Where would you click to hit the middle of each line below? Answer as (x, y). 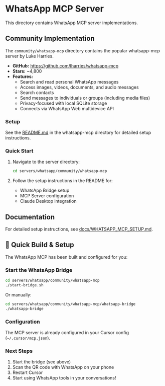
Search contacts (37, 92)
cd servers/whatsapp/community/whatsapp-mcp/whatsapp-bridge (70, 304)
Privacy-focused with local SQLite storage (63, 103)
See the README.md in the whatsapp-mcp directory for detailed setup (78, 133)
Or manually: (18, 294)
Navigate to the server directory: (46, 162)
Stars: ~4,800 (27, 71)
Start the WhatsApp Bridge (39, 270)
